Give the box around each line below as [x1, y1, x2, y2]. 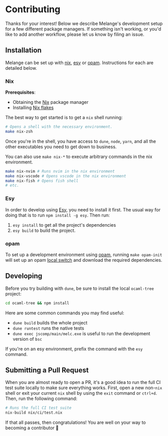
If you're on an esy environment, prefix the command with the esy [5, 345, 143, 352]
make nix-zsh [5, 129, 33, 134]
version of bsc [12, 336, 42, 342]
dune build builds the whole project [12, 319, 88, 325]
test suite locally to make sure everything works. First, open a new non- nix [5, 385, 162, 391]
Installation [5, 46, 42, 54]
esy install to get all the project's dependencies [12, 222, 116, 228]
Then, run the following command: [5, 396, 77, 402]
